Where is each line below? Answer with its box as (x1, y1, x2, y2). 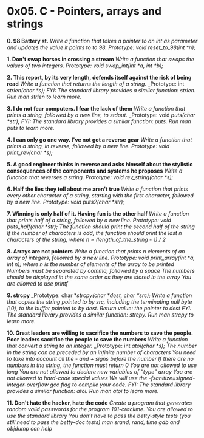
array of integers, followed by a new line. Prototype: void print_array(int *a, (7, 254, 195, 261)
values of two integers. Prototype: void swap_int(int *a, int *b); (7, 62, 163, 69)
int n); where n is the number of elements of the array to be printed (7, 260, 175, 268)
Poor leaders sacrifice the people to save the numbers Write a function (7, 335, 188, 343)
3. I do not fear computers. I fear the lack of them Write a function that (7, 104, 186, 112)
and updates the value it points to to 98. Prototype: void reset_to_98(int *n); (7, 44, 196, 51)
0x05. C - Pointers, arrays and (7, 4, 162, 18)
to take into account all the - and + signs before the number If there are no (7, 355, 194, 362)
